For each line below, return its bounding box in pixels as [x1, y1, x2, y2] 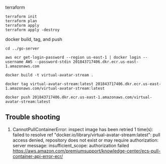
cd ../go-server [5, 46, 39, 51]
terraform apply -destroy [5, 27, 60, 32]
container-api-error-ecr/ [12, 153, 63, 159]
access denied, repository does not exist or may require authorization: [12, 137, 159, 143]
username [5, 59, 24, 64]
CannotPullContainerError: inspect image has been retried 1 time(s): [12, 126, 153, 132]
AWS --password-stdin [25, 59, 71, 64]
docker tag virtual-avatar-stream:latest [5, 81, 94, 87]
